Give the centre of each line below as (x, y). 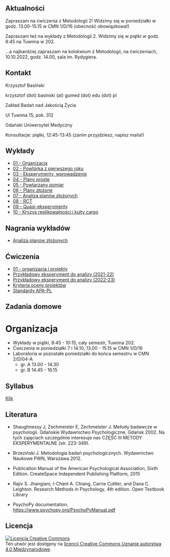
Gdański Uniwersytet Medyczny (39, 125)
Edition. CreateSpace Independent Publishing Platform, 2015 (76, 474)
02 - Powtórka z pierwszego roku (48, 169)
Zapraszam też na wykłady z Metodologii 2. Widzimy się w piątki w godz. (82, 36)
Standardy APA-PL (32, 291)
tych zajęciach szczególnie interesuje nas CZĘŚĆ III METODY (77, 438)
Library (20, 495)
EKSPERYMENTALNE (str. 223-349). (51, 443)
